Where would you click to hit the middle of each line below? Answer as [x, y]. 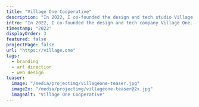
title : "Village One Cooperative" [49, 12]
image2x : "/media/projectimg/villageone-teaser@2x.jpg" [82, 89]
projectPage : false [30, 45]
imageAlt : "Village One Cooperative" [58, 95]
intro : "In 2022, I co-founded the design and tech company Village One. [100, 23]
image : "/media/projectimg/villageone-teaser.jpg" [76, 84]
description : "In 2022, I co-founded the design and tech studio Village [100, 17]
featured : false [26, 39]
